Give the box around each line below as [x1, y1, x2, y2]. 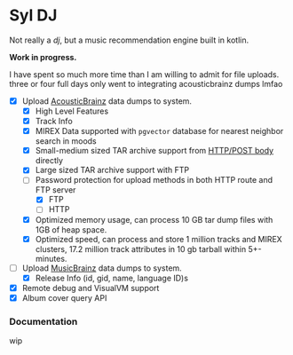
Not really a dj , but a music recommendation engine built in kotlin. [9, 35, 249, 45]
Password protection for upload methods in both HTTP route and [35, 175, 273, 185]
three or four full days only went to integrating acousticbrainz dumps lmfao [9, 78, 283, 89]
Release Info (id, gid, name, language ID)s [35, 272, 189, 283]
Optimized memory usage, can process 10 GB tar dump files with [35, 214, 273, 225]
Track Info [35, 116, 73, 127]
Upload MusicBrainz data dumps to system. [21, 263, 182, 273]
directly [35, 155, 64, 166]
